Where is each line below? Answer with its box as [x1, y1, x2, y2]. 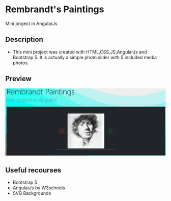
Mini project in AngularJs [5, 20, 58, 27]
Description [5, 35, 43, 44]
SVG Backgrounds [12, 190, 51, 196]
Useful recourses [5, 166, 62, 174]
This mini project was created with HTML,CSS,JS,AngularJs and [12, 48, 147, 55]
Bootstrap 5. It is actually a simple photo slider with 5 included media [12, 54, 157, 60]
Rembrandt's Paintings [5, 4, 104, 15]
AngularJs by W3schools [12, 185, 65, 191]
